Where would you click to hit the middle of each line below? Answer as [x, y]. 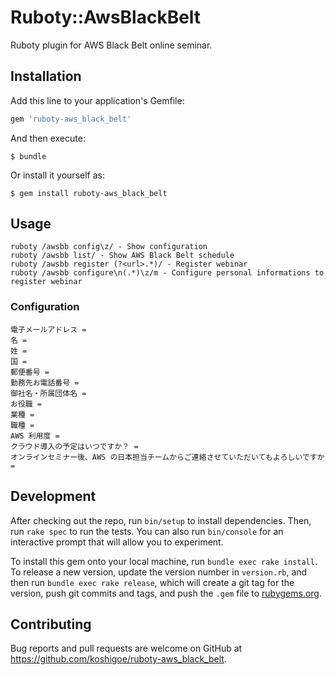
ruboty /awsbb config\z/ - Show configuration [109, 247]
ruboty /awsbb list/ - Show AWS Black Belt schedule [122, 256]
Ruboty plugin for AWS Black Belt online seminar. [111, 45]
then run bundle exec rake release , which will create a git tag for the [152, 582]
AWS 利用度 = [35, 436]
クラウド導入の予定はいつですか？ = [74, 446]
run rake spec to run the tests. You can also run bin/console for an [147, 531]
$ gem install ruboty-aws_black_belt [89, 193]
